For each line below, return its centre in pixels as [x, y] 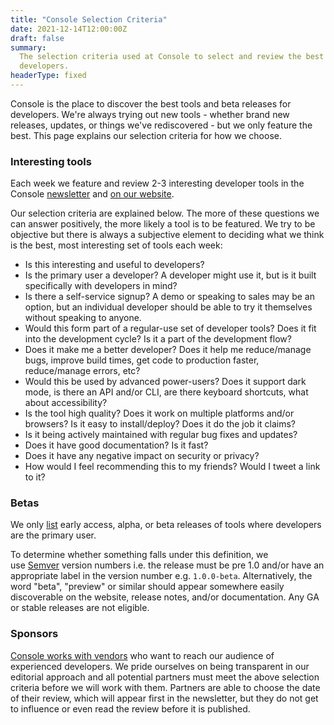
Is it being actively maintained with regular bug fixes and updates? [161, 435]
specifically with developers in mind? [101, 286]
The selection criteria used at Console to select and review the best [172, 57]
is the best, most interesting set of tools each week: [116, 245]
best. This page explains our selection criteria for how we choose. [146, 135]
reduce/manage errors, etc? [82, 371]
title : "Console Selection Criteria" [89, 19]
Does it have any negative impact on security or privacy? [142, 456]
